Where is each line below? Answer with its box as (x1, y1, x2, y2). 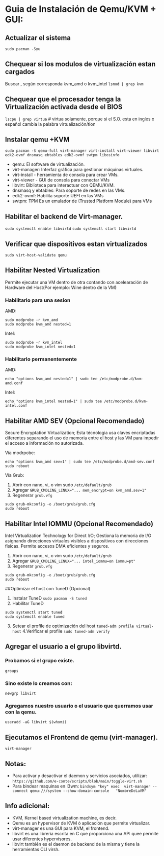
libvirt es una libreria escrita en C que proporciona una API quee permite (12, 830, 159, 836)
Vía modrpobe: (5, 450, 35, 456)
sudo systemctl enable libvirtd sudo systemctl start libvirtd (5, 226, 137, 231)
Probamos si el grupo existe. (5, 657, 75, 664)
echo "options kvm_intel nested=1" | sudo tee (5, 399, 102, 404)
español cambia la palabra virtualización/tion (5, 121, 96, 127)
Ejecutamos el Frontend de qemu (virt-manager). (5, 733, 158, 742)
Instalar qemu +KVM (5, 136, 70, 144)
